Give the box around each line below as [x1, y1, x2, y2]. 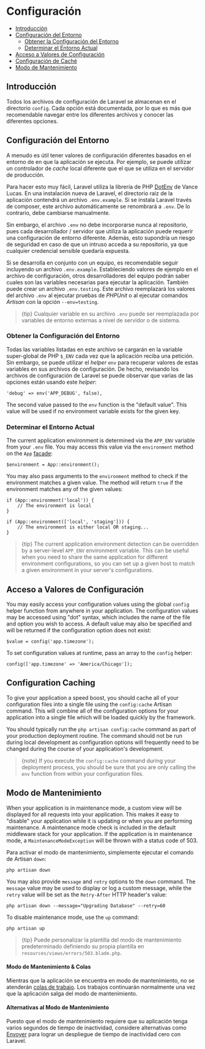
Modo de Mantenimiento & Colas [6, 963, 91, 970]
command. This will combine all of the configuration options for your [6, 707, 179, 714]
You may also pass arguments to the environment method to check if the [6, 473, 188, 480]
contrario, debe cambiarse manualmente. [6, 209, 111, 216]
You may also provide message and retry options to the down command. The [6, 878, 196, 885]
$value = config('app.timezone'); [6, 638, 95, 644]
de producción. [6, 171, 45, 179]
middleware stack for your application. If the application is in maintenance [6, 830, 193, 837]
